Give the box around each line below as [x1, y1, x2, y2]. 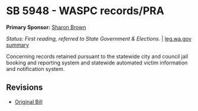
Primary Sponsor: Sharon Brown [6, 24, 87, 31]
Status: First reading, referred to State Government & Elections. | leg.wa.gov [6, 35, 192, 42]
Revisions [6, 83, 43, 93]
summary [6, 41, 30, 48]
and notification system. [6, 65, 65, 72]
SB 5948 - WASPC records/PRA [6, 4, 164, 18]
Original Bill [14, 98, 43, 105]
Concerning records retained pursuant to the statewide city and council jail [6, 53, 188, 60]
